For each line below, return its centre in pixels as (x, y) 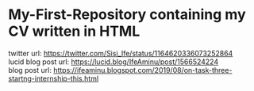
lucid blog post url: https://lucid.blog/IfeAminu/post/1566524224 (114, 62)
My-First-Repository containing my (127, 15)
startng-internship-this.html (54, 78)
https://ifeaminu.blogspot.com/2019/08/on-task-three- (142, 70)
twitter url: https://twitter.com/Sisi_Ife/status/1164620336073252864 (121, 53)
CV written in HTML (74, 31)
